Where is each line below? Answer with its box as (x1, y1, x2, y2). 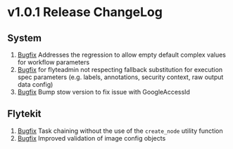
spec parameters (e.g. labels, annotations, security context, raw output (17, 73, 224, 81)
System (7, 32, 42, 44)
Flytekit (7, 108, 42, 120)
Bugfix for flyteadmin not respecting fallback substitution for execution (17, 66, 223, 73)
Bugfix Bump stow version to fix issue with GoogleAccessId (17, 88, 190, 96)
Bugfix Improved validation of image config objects (17, 134, 166, 142)
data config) (17, 80, 53, 88)
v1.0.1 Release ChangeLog (7, 4, 163, 20)
